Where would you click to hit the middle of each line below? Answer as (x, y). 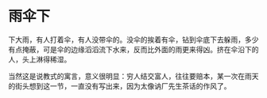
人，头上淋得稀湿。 (40, 59)
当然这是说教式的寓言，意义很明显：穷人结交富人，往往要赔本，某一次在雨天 (133, 76)
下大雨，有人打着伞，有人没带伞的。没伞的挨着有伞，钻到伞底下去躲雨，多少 (133, 40)
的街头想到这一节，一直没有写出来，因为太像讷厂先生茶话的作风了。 (120, 86)
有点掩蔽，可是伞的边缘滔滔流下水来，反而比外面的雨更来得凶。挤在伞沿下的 (133, 49)
